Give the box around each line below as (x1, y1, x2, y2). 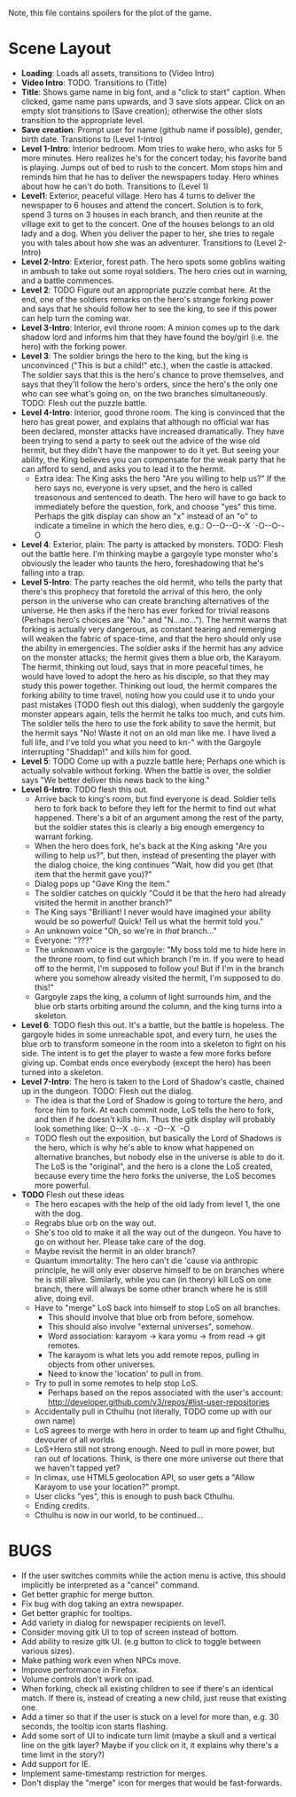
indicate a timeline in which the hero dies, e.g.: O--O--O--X (34, 520, 251, 530)
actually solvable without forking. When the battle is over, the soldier (20, 765, 272, 775)
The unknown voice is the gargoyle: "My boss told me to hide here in (34, 944, 286, 954)
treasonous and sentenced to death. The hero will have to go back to (34, 491, 286, 502)
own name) (34, 1415, 76, 1426)
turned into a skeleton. (20, 1066, 104, 1077)
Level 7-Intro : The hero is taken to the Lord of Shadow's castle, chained (20, 1076, 284, 1087)
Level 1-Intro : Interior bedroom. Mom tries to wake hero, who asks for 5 (20, 143, 283, 153)
